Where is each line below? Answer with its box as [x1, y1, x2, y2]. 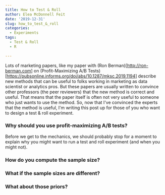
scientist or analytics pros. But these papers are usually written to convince [5, 83, 159, 89]
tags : [5, 35, 16, 40]
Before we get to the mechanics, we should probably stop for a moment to [5, 133, 157, 139]
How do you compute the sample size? [5, 156, 100, 163]
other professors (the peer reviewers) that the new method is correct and [5, 89, 155, 95]
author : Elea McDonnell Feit [5, 12, 65, 17]
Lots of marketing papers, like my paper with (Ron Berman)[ [5, 63, 127, 68]
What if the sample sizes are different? [5, 170, 100, 177]
